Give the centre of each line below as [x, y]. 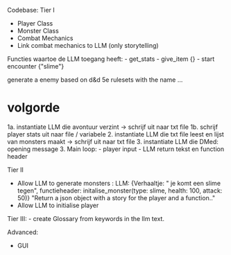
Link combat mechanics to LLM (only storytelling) [88, 45]
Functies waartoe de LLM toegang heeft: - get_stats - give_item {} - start [111, 59]
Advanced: [23, 232]
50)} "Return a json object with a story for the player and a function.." [116, 197]
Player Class [35, 23]
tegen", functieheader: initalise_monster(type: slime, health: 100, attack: [120, 191]
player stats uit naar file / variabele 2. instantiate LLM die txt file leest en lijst [115, 134]
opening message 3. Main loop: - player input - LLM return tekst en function [115, 149]
